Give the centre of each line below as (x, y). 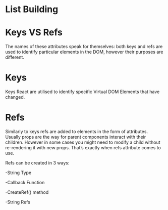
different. (15, 57)
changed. (15, 97)
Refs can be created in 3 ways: (37, 163)
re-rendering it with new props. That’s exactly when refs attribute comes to (83, 148)
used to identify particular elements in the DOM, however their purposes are (84, 52)
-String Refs (18, 202)
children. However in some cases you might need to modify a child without (83, 142)
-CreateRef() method (27, 192)
